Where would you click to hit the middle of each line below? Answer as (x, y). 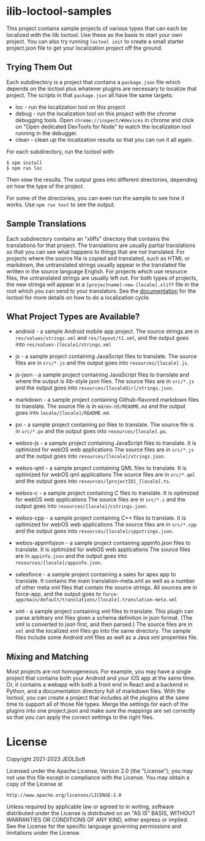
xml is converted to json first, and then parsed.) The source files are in (104, 624)
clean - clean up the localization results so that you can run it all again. (104, 139)
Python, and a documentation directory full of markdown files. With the (96, 691)
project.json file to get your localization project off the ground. (85, 48)
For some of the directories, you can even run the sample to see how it (95, 198)
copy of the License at (35, 784)
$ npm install (24, 163)
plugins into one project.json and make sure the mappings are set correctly (101, 711)
